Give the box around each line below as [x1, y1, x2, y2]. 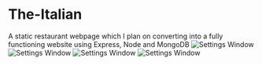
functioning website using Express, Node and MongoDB [8, 39, 190, 49]
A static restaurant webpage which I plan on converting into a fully [8, 31, 223, 41]
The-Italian [8, 5, 83, 23]
